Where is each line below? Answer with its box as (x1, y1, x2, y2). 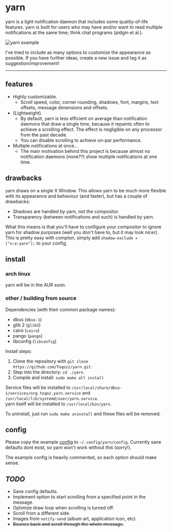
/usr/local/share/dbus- (71, 385, 122, 390)
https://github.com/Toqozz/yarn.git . (12, 363, 93, 369)
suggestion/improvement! (5, 60, 60, 66)
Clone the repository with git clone (12, 358, 89, 364)
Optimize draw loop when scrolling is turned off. (12, 505, 114, 511)
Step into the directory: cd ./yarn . (12, 369, 85, 375)
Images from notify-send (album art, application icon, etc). (12, 516, 137, 522)
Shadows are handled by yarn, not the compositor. (12, 208, 119, 214)
